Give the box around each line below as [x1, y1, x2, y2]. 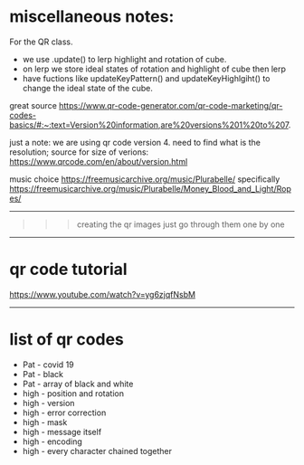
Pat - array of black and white [22, 378, 134, 389]
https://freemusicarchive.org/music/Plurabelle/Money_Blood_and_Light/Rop [9, 183, 292, 194]
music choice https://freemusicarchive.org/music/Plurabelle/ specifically [9, 174, 280, 185]
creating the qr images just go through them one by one [76, 219, 285, 230]
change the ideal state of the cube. [22, 82, 154, 93]
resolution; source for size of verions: [9, 147, 149, 157]
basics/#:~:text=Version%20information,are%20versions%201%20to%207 [9, 119, 290, 130]
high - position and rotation [22, 387, 125, 399]
